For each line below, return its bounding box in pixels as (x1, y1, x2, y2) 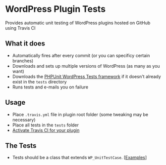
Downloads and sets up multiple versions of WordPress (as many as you (12, 63, 160, 69)
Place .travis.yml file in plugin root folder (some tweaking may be (12, 111, 149, 117)
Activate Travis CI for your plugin (12, 127, 80, 133)
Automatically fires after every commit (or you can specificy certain (12, 52, 150, 58)
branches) (12, 58, 34, 64)
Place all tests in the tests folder (12, 122, 79, 128)
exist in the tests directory (12, 79, 67, 84)
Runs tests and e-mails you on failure (12, 84, 88, 90)
